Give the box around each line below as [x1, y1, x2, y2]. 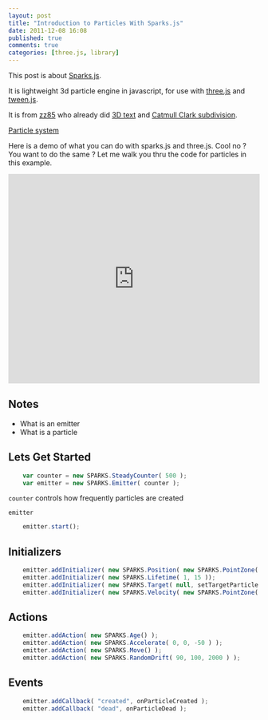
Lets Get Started [8, 450, 92, 464]
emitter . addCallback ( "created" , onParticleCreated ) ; [22, 697, 209, 705]
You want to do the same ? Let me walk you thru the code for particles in [8, 149, 247, 159]
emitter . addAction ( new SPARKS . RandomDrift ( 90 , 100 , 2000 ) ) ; [22, 654, 241, 662]
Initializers [8, 544, 62, 559]
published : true [8, 34, 62, 42]
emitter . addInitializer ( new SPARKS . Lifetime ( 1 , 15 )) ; [22, 573, 216, 581]
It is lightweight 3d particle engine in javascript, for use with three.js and [8, 86, 246, 96]
